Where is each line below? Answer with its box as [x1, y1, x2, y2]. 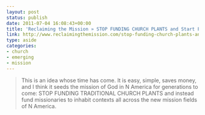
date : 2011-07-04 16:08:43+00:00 [6, 20, 92, 26]
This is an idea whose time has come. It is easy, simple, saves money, [21, 77, 197, 84]
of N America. [21, 102, 57, 110]
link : [6, 32, 20, 38]
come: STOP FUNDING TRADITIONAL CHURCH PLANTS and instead [21, 89, 194, 97]
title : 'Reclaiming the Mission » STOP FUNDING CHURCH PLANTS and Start [6, 26, 195, 32]
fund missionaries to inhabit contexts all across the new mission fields [21, 96, 198, 103]
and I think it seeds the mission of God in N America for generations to [21, 83, 198, 90]
